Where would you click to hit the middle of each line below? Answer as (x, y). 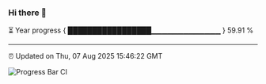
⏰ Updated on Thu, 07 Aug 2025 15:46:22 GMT (85, 56)
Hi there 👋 (28, 13)
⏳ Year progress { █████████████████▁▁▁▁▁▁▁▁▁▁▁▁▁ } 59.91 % (131, 30)
